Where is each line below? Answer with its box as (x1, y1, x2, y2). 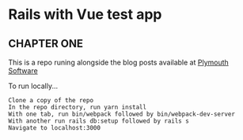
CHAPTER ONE (8, 37, 83, 50)
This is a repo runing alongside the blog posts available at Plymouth (8, 57, 230, 67)
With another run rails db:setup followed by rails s (8, 117, 190, 125)
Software (8, 66, 38, 76)
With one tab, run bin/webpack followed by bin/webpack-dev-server (8, 110, 236, 118)
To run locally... (8, 81, 59, 90)
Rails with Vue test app (8, 6, 162, 24)
